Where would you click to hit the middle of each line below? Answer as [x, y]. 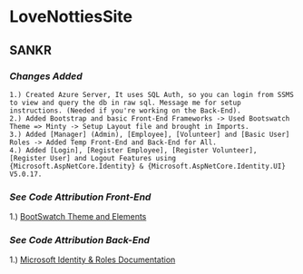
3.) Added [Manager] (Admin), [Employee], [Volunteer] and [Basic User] [150, 134]
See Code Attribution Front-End [80, 197]
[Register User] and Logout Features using [93, 158]
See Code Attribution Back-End [80, 240]
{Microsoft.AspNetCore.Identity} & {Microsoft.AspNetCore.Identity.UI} [147, 166]
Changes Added [46, 76]
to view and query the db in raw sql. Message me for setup [126, 103]
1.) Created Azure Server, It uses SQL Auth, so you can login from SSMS [152, 94]
